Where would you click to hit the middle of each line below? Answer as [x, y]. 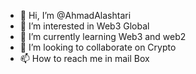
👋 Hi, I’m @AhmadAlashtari [75, 15]
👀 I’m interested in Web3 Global [84, 26]
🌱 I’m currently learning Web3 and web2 [103, 36]
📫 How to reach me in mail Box [84, 58]
